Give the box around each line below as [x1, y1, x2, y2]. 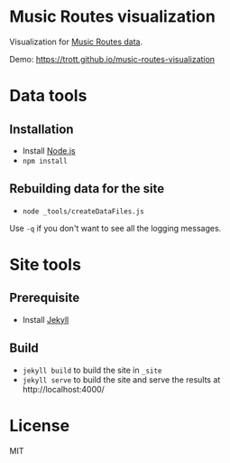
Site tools [9, 254, 81, 275]
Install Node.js [22, 145, 76, 156]
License [9, 415, 70, 436]
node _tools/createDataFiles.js [22, 206, 144, 216]
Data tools [9, 86, 87, 106]
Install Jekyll [22, 314, 69, 325]
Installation [9, 121, 74, 137]
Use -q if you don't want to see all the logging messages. [9, 222, 222, 233]
